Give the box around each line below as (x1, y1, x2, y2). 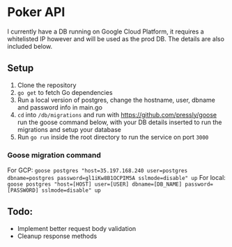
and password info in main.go (17, 103, 103, 112)
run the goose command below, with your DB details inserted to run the (17, 118, 222, 126)
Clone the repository (17, 81, 77, 89)
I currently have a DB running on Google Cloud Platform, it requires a (7, 27, 204, 36)
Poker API (7, 4, 65, 20)
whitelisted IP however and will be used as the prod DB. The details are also (7, 34, 225, 43)
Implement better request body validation (17, 224, 137, 232)
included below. (7, 42, 53, 50)
